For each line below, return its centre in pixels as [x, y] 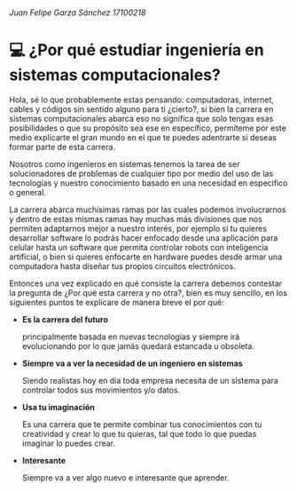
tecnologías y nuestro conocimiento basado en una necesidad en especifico [148, 183]
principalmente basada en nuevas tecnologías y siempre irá [131, 337]
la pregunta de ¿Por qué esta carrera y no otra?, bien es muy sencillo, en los [148, 292]
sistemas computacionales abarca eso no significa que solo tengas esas [141, 118]
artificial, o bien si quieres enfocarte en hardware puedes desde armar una [145, 257]
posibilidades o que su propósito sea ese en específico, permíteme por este [148, 128]
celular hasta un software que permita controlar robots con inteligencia [139, 247]
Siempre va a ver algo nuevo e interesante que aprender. [125, 477]
